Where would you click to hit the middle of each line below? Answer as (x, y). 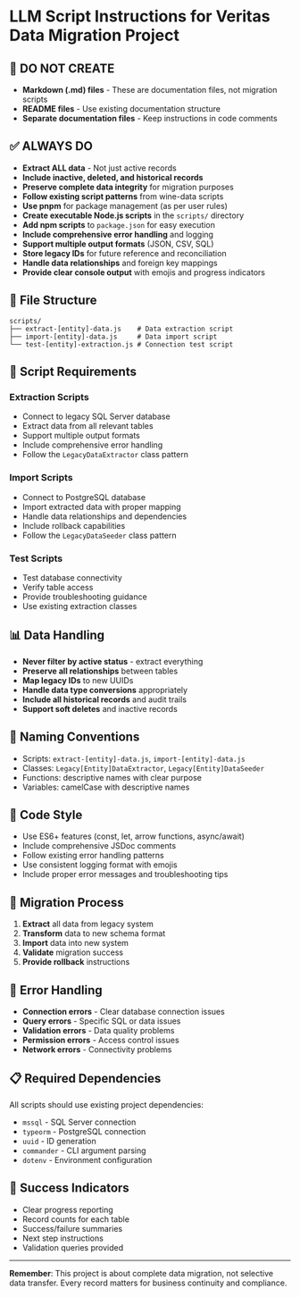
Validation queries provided (72, 1247)
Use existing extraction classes (79, 606)
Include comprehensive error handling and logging (118, 234)
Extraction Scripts (49, 397)
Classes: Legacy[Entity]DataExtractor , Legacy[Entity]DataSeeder (143, 768)
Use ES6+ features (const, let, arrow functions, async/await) (133, 836)
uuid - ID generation (59, 1141)
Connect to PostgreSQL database (83, 497)
